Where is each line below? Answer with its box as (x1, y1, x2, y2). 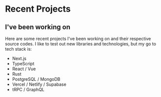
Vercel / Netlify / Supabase (12, 81, 67, 87)
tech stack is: (5, 46, 32, 52)
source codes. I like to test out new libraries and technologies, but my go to (5, 41, 156, 47)
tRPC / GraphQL (12, 87, 45, 92)
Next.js (12, 56, 27, 61)
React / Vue (12, 66, 36, 72)
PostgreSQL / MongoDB (12, 77, 60, 82)
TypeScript (12, 61, 35, 66)
